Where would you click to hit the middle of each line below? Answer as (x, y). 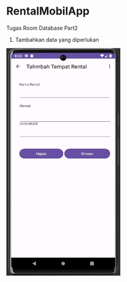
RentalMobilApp (48, 11)
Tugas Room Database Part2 (42, 28)
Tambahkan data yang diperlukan (57, 39)
